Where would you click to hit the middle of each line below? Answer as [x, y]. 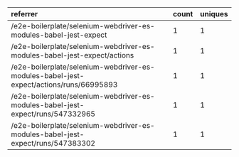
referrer [25, 14]
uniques [214, 14]
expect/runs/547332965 [53, 114]
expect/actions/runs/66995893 [64, 85]
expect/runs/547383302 [53, 143]
